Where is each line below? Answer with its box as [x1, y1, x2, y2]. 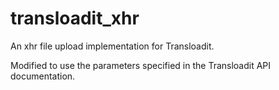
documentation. [10, 70, 76, 82]
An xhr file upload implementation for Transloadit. [10, 40, 215, 52]
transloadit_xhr [10, 7, 140, 30]
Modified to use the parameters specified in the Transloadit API [10, 59, 272, 71]
